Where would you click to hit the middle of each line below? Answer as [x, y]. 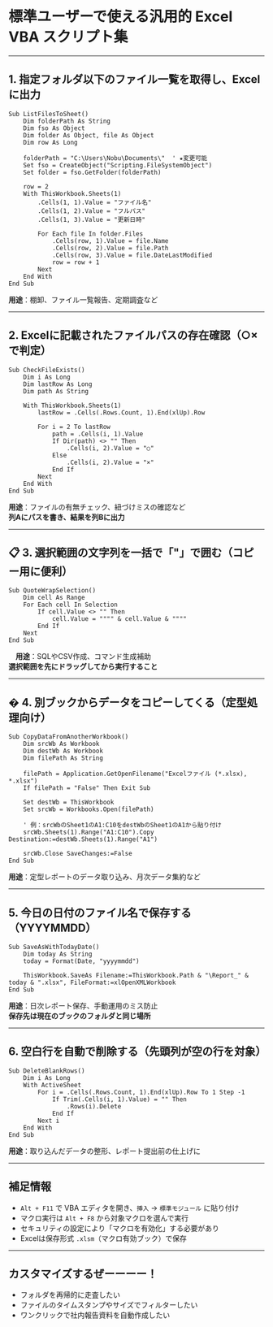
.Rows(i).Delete [94, 1106]
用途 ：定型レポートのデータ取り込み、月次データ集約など [104, 877]
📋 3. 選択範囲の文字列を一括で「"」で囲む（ [121, 552]
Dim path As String [56, 391]
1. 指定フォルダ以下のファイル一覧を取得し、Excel [134, 79]
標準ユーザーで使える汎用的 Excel [121, 17]
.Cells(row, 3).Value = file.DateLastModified [132, 255]
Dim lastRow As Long [58, 384]
